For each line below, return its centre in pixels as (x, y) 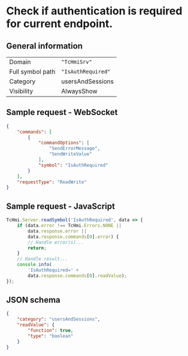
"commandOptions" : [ (64, 143)
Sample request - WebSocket (62, 112)
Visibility (21, 91)
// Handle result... (43, 259)
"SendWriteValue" (71, 154)
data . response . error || (57, 231)
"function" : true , (51, 331)
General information (44, 46)
